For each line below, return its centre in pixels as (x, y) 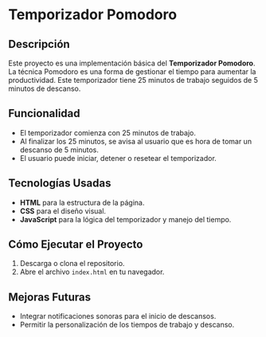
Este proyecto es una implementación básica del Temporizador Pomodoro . (132, 63)
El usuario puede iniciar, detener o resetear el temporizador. (118, 158)
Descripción (39, 44)
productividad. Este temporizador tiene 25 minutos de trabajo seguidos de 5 (133, 80)
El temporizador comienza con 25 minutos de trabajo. (108, 132)
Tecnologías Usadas (60, 184)
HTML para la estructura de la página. (82, 202)
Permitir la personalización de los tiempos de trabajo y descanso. (127, 325)
